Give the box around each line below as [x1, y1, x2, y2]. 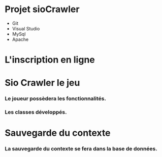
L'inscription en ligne [5, 54, 95, 66]
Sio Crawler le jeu [5, 77, 80, 89]
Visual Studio [12, 25, 40, 31]
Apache [12, 36, 29, 42]
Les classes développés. [5, 109, 67, 116]
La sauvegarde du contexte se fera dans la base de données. [5, 145, 158, 152]
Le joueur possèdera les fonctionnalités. [5, 95, 106, 102]
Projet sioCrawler [5, 4, 80, 15]
